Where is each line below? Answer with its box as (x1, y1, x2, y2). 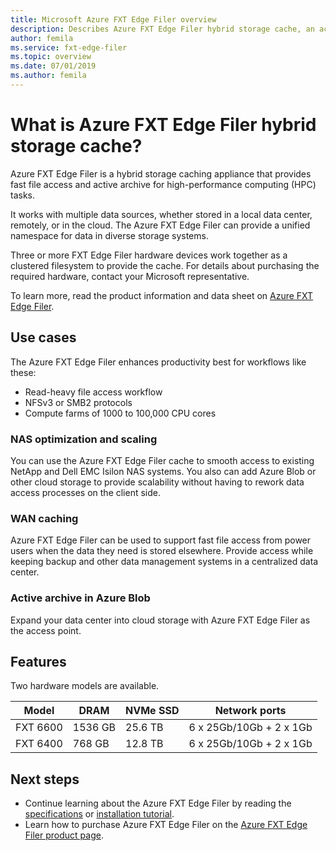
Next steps (10, 771, 80, 788)
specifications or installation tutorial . (24, 808, 175, 820)
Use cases (10, 329, 77, 346)
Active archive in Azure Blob (10, 591, 151, 605)
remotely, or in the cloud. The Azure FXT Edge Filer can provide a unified (10, 219, 311, 231)
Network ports (214, 704, 287, 718)
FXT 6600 (15, 721, 63, 735)
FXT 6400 (15, 737, 63, 751)
